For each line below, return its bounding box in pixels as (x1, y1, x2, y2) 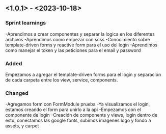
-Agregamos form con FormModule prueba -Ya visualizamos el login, (5, 101, 150, 108)
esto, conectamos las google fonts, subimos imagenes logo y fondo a (5, 117, 151, 124)
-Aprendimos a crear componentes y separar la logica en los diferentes (5, 31, 155, 37)
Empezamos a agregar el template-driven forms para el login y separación (5, 71, 161, 77)
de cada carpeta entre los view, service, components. (5, 76, 118, 83)
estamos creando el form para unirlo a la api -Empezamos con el (5, 106, 141, 113)
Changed (5, 89, 29, 96)
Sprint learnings (5, 19, 46, 26)
